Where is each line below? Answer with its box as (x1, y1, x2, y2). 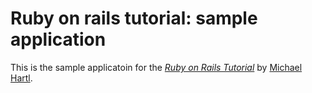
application (10, 28, 107, 51)
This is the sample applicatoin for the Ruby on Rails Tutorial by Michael (10, 61, 303, 73)
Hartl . (10, 72, 33, 84)
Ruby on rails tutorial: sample (10, 7, 258, 30)
